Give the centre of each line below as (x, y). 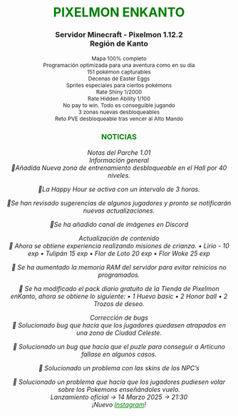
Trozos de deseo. (119, 303)
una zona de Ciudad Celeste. (119, 333)
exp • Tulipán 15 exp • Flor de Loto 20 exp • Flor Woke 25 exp (119, 253)
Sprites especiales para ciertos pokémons (119, 85)
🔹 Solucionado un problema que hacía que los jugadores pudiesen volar (119, 382)
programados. (119, 275)
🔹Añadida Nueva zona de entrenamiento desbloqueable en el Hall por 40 (119, 168)
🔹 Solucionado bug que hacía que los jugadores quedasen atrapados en (119, 325)
